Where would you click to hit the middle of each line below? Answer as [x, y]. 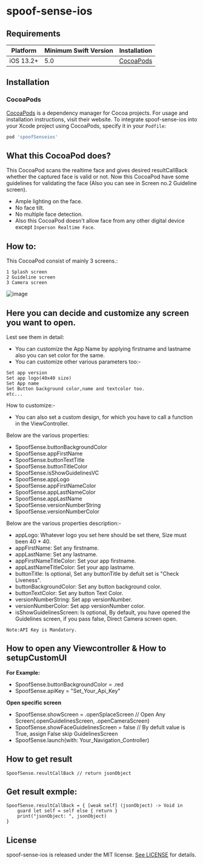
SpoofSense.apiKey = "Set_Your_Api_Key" [68, 690]
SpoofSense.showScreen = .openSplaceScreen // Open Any [90, 714]
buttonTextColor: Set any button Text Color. [69, 593]
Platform [24, 51]
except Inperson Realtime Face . [55, 227]
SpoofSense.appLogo [42, 479]
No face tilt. [29, 208]
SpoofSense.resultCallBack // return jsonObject [69, 773]
